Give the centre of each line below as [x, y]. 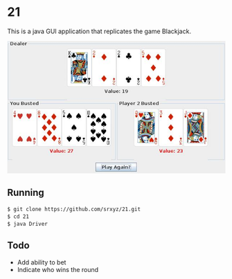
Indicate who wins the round [58, 269]
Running [26, 193]
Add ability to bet [42, 262]
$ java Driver [28, 224]
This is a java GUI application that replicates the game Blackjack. [99, 31]
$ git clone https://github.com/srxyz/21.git [74, 209]
